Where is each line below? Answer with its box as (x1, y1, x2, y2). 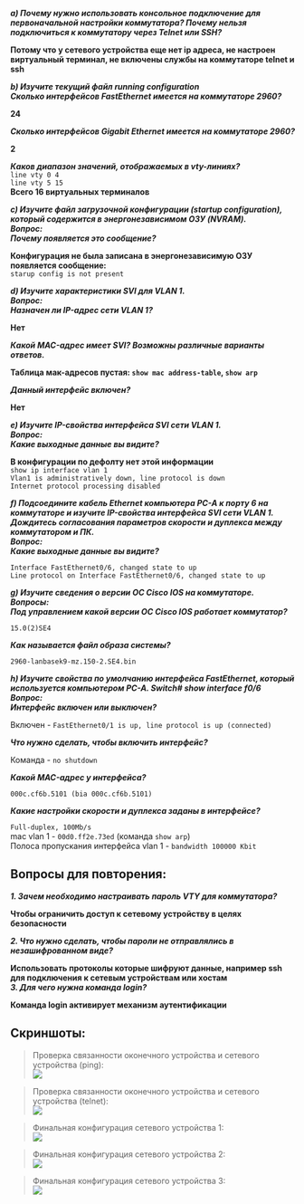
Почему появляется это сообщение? (10, 233, 157, 244)
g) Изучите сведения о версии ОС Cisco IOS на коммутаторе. (10, 588, 254, 597)
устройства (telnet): (32, 1095, 109, 1106)
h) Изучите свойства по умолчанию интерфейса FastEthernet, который (10, 674, 295, 683)
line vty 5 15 (10, 178, 64, 187)
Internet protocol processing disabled (10, 482, 161, 491)
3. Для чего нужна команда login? (10, 981, 147, 992)
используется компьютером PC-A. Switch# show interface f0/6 (10, 683, 261, 693)
